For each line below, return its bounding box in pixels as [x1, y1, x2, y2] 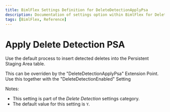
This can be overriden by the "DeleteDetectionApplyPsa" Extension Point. [5, 70, 159, 77]
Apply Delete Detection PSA [5, 39, 125, 50]
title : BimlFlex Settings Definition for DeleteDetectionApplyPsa [5, 7, 148, 13]
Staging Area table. [5, 61, 46, 67]
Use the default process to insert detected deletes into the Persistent [5, 55, 149, 61]
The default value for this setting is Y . [12, 101, 90, 107]
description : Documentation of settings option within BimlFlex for [5, 12, 153, 17]
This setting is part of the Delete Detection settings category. [12, 96, 140, 102]
